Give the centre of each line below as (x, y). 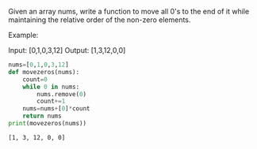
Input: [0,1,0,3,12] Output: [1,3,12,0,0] (67, 50)
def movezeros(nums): (44, 72)
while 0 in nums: (51, 87)
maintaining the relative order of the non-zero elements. (100, 20)
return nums (42, 116)
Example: (23, 35)
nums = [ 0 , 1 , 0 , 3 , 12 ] (38, 65)
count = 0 (35, 79)
